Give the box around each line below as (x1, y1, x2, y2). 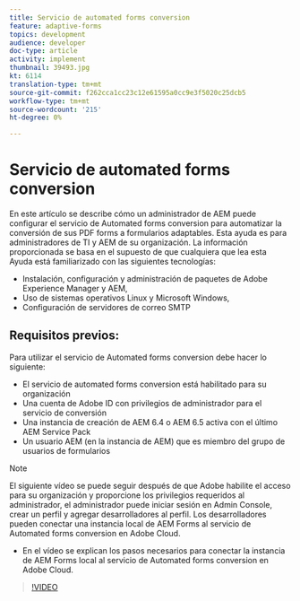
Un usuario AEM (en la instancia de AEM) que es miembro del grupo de (21, 436, 286, 447)
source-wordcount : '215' (9, 105, 102, 114)
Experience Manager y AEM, (21, 283, 128, 294)
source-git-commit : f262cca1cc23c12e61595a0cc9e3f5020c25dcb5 (9, 88, 246, 97)
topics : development (9, 30, 87, 39)
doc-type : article (9, 47, 78, 56)
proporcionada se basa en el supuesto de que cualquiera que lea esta (9, 247, 267, 257)
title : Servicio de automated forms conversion (9, 13, 191, 22)
